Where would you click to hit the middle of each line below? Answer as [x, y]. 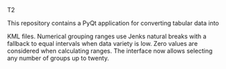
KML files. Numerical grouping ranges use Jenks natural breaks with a [107, 36]
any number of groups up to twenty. [58, 58]
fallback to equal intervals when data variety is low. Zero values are [103, 43]
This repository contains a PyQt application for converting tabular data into [113, 23]
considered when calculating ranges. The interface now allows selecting [110, 51]
